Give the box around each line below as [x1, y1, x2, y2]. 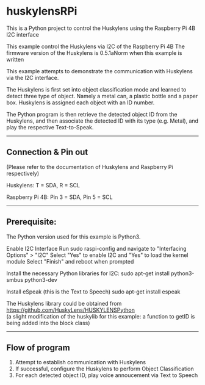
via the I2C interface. [6, 74, 59, 81]
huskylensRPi [6, 4, 77, 18]
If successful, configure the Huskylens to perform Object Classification [15, 365, 194, 373]
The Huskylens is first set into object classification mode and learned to [6, 85, 187, 93]
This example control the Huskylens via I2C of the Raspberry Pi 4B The [6, 43, 185, 50]
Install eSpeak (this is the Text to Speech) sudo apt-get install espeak [6, 288, 181, 295]
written [6, 56, 24, 63]
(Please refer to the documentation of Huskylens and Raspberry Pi [6, 163, 173, 170]
